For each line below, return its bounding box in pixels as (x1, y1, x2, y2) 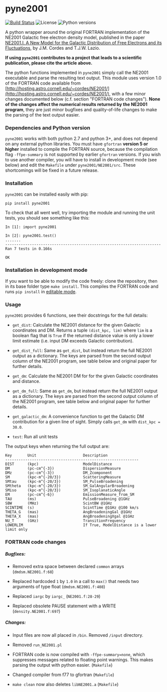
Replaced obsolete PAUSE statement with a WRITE (12, 603, 116, 609)
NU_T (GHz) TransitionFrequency (5, 518, 126, 523)
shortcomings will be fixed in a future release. (5, 167, 99, 173)
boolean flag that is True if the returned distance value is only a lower (12, 333, 154, 339)
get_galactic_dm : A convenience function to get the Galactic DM (12, 414, 144, 419)
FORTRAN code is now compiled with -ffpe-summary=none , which (12, 651, 146, 657)
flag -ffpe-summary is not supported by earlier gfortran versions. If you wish (5, 151, 161, 157)
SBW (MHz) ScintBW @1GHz (5, 501, 112, 506)
